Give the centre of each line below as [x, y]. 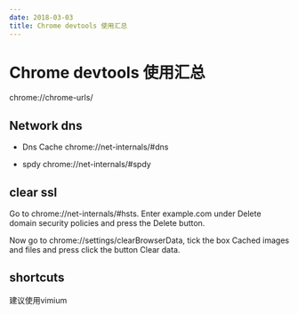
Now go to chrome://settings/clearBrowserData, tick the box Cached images [149, 240]
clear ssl [33, 192]
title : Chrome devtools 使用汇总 [68, 26]
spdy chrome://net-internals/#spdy [86, 165]
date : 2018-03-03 [41, 17]
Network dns [46, 125]
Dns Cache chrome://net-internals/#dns [95, 147]
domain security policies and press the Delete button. [107, 223]
